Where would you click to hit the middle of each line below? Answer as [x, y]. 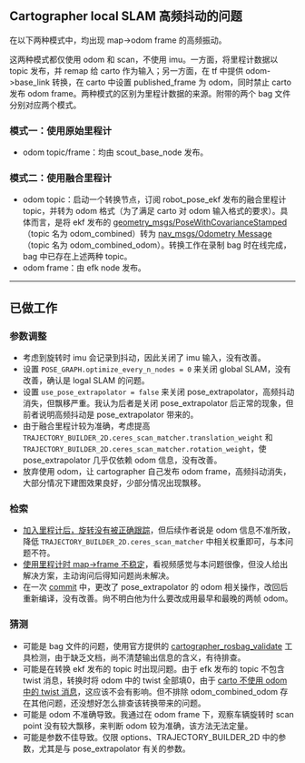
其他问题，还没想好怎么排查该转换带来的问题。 [118, 703]
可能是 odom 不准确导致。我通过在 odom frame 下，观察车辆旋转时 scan [158, 714]
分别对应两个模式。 [45, 105]
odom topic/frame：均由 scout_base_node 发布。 [115, 152]
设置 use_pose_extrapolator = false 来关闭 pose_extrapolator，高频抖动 [158, 392]
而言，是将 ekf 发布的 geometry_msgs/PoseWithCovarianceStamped [159, 222]
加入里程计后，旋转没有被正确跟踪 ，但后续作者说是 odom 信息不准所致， [159, 530]
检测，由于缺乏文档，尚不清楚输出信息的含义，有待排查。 [138, 657]
